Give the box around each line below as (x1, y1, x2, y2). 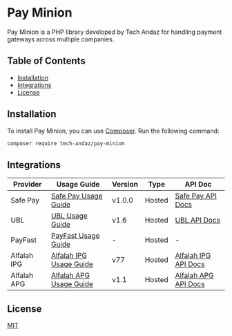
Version (111, 180, 138, 189)
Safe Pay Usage (50, 192, 103, 201)
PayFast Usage (50, 231, 100, 241)
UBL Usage (50, 211, 88, 221)
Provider (12, 180, 42, 189)
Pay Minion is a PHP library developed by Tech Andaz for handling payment (7, 28, 222, 36)
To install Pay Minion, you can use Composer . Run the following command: (7, 127, 220, 135)
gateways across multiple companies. (7, 35, 115, 43)
